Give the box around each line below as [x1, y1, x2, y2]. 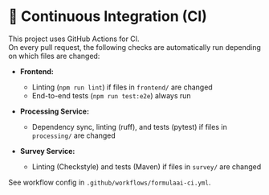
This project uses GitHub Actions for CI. [8, 34, 140, 44]
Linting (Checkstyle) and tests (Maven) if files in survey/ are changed [31, 161, 262, 172]
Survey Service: [19, 146, 75, 156]
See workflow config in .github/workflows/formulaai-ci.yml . [8, 177, 211, 187]
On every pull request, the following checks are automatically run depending [8, 42, 261, 52]
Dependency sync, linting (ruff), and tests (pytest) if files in [31, 122, 227, 131]
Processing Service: [19, 106, 90, 116]
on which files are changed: [8, 51, 100, 60]
